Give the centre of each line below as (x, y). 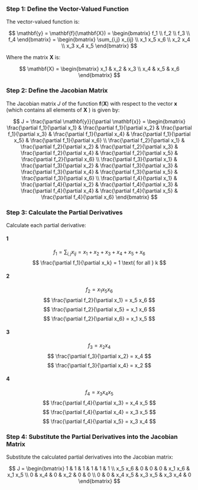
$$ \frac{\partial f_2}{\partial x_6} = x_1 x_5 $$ (99, 319)
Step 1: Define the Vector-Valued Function (67, 9)
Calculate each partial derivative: (46, 225)
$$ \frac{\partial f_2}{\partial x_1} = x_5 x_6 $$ (99, 300)
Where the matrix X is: (33, 58)
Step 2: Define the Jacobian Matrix (57, 91)
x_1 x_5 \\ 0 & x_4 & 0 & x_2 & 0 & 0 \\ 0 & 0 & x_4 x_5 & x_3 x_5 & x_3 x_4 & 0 (99, 475)
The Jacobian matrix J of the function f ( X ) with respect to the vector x (92, 103)
